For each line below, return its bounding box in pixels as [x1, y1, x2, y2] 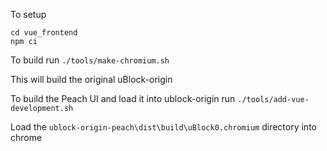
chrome [10, 132, 43, 143]
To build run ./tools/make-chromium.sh [10, 54, 170, 66]
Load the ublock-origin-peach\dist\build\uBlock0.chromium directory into [10, 121, 317, 133]
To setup [10, 9, 47, 20]
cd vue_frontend [10, 28, 78, 38]
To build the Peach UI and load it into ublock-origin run [10, 93, 236, 104]
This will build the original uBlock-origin [10, 74, 173, 85]
